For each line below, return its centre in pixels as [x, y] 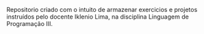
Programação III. [29, 24]
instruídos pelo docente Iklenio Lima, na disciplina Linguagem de [98, 17]
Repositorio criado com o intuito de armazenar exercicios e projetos [102, 10]
